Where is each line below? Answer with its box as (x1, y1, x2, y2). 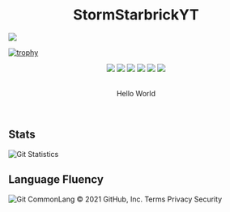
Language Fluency (8, 172, 104, 187)
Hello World (116, 88, 156, 98)
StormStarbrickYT (72, 6, 200, 24)
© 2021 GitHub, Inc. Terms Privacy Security (76, 194, 223, 204)
